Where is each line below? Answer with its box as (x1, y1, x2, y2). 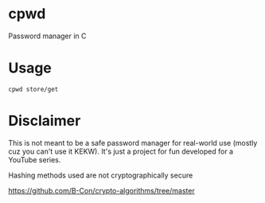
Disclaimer (8, 112, 81, 130)
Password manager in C (8, 31, 87, 41)
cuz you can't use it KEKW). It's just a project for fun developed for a (8, 146, 233, 156)
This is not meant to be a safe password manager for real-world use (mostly (8, 138, 258, 147)
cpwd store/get (8, 85, 59, 93)
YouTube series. (8, 154, 61, 164)
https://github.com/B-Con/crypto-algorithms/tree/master (8, 185, 195, 195)
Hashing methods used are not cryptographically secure (8, 170, 193, 180)
